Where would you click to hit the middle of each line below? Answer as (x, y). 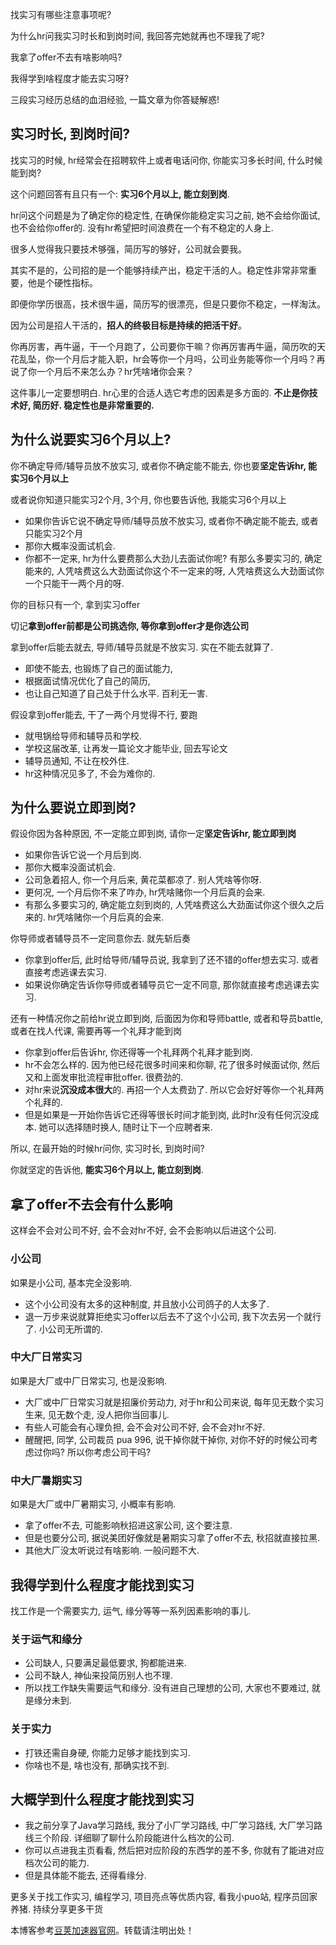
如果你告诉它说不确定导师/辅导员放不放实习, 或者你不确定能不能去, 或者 (171, 520)
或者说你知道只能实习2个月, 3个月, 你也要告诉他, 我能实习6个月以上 (148, 499)
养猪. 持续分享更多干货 (56, 1909)
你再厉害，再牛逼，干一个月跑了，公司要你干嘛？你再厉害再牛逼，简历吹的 (163, 346)
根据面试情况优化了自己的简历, (87, 680)
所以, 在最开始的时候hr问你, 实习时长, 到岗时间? (107, 1149)
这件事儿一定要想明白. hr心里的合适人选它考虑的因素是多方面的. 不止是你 (160, 392)
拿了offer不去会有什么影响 (91, 1204)
